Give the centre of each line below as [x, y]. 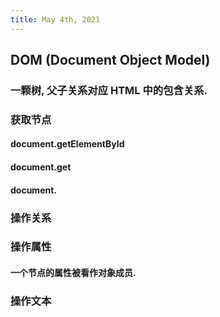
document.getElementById [67, 144]
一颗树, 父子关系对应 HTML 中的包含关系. [109, 90]
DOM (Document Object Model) [110, 60]
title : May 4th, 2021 [55, 19]
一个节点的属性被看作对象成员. [73, 273]
